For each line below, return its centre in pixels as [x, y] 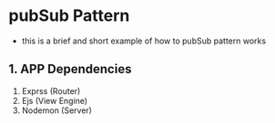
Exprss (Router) [51, 90]
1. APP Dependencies [70, 69]
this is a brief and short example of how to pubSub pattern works [143, 41]
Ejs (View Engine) [55, 100]
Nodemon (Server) [57, 110]
